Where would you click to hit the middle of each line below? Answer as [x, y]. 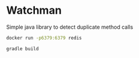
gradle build [23, 48]
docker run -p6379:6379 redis [44, 38]
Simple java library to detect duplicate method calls [70, 27]
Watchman [34, 10]
